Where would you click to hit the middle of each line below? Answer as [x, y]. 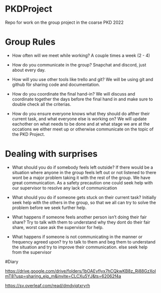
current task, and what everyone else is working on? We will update [79, 119]
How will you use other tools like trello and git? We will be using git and [82, 79]
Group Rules [30, 42]
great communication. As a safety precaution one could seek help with [82, 182]
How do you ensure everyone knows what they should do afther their [81, 114]
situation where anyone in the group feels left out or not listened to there [84, 172]
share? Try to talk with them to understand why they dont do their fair [81, 222]
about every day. [29, 70]
